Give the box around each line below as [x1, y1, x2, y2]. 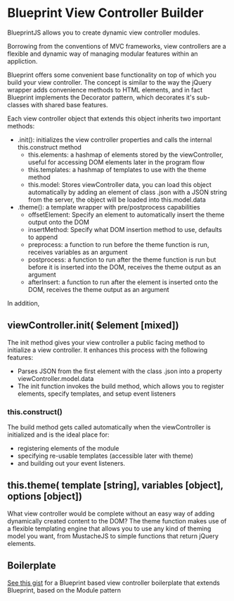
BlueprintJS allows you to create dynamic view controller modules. [7, 28, 200, 37]
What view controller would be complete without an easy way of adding [7, 509, 215, 518]
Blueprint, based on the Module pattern [7, 585, 122, 594]
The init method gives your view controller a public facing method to [7, 338, 205, 346]
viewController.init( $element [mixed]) [7, 320, 179, 332]
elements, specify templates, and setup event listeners [17, 389, 176, 398]
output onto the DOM [27, 217, 90, 226]
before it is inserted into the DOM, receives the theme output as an [27, 262, 221, 271]
